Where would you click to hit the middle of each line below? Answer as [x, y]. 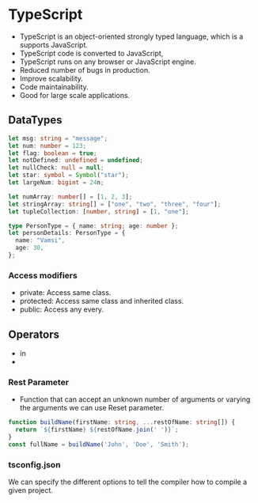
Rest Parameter [39, 382]
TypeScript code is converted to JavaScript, [91, 53]
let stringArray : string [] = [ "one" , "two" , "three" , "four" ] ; [115, 204]
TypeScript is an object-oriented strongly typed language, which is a [131, 36]
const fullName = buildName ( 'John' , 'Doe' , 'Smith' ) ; [99, 444]
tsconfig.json [34, 464]
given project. [31, 490]
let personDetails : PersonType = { [67, 233]
